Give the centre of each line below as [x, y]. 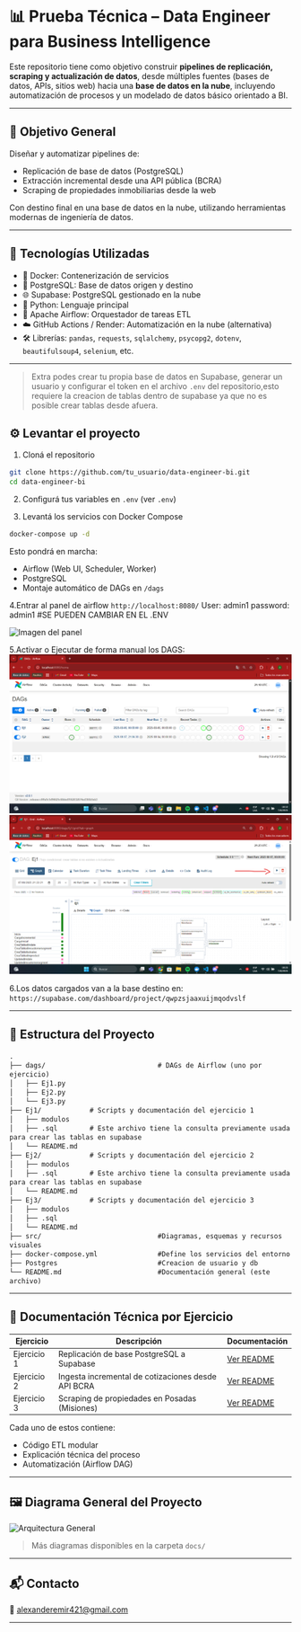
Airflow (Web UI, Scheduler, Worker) [89, 569]
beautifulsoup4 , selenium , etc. [78, 350]
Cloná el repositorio [59, 455]
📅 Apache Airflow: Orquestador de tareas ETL [107, 314]
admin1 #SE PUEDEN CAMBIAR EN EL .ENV [89, 615]
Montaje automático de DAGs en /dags [93, 588]
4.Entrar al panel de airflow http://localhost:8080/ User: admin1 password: [149, 605]
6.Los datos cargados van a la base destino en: [96, 988]
